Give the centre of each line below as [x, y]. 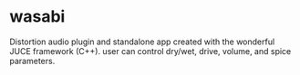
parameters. [32, 61]
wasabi [37, 17]
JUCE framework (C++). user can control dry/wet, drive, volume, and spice [150, 51]
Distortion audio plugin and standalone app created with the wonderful [142, 42]
